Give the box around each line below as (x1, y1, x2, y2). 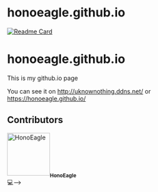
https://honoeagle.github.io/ (7, 94, 86, 102)
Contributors (7, 114, 64, 126)
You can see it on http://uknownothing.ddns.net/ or (7, 87, 151, 95)
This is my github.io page (7, 74, 79, 82)
